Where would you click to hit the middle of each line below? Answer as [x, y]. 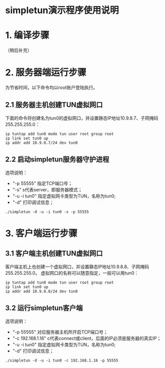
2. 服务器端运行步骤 [46, 72]
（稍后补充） [18, 50]
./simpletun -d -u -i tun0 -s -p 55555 [47, 212]
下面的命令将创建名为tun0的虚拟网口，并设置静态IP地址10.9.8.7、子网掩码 [82, 118]
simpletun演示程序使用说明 [62, 10]
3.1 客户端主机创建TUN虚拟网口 [54, 254]
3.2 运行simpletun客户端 [44, 308]
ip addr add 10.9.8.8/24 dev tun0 [42, 291]
